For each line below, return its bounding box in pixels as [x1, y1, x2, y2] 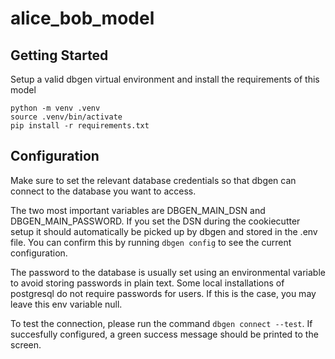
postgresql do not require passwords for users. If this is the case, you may [10, 287, 317, 299]
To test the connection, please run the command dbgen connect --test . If [10, 317, 313, 329]
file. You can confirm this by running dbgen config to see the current [10, 236, 292, 248]
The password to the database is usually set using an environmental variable [10, 266, 326, 278]
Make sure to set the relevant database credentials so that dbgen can [10, 174, 297, 186]
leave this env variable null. [10, 298, 123, 310]
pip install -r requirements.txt [10, 121, 150, 131]
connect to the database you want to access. [10, 185, 197, 197]
